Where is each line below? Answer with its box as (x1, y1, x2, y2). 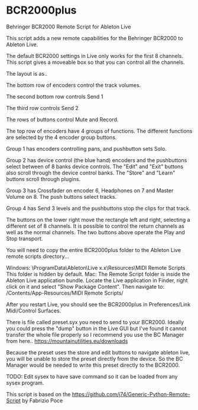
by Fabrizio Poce (21, 397, 63, 404)
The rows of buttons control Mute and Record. (6, 116, 119, 123)
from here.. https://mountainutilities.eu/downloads (6, 337, 128, 344)
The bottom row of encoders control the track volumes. (6, 81, 141, 89)
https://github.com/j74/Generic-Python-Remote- (72, 390, 190, 398)
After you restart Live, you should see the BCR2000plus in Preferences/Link (6, 301, 191, 308)
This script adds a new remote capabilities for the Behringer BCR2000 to (6, 34, 183, 41)
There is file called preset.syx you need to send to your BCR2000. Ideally (6, 318, 184, 325)
